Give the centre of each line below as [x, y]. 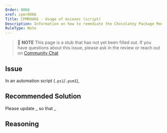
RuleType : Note [21, 28]
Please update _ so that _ [31, 108]
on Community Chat [38, 53]
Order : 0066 [17, 10]
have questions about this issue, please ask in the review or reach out [89, 48]
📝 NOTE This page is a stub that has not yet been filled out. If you [84, 42]
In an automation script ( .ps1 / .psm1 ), [42, 81]
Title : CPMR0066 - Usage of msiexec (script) [53, 19]
